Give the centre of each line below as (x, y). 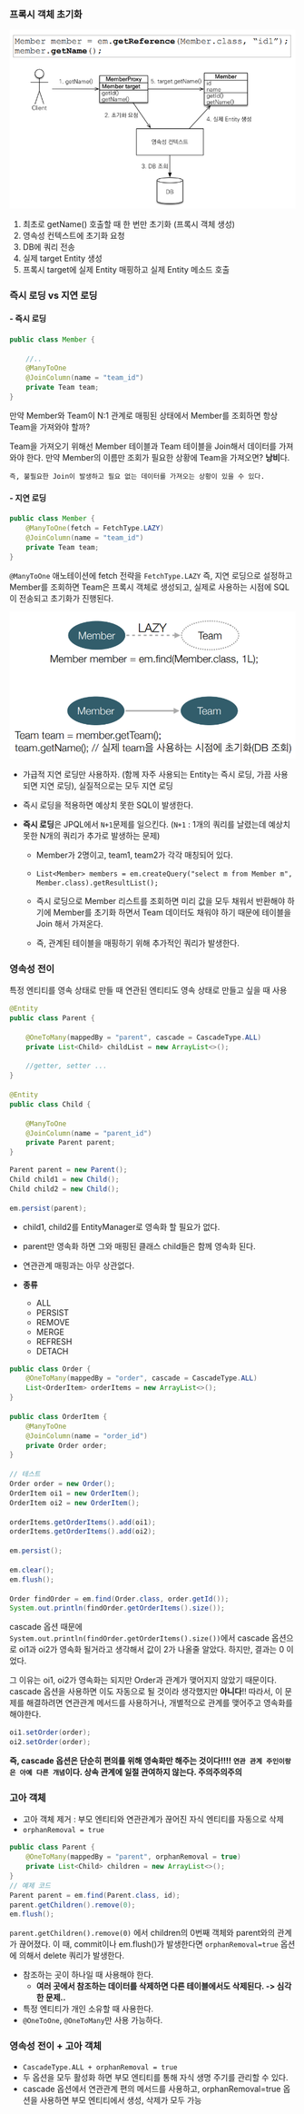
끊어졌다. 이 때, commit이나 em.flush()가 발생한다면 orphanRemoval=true (148, 1944)
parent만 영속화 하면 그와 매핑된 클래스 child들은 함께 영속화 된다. (139, 1246)
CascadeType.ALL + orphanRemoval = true (100, 2067)
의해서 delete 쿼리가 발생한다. (72, 1956)
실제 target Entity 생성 (62, 258)
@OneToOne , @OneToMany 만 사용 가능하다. (93, 2020)
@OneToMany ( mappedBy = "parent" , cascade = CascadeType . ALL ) (143, 1037)
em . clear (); (32, 1570)
